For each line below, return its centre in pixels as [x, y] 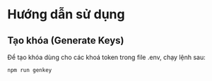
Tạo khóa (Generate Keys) [66, 40]
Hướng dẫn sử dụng [66, 14]
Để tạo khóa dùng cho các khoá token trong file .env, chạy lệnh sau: [107, 57]
